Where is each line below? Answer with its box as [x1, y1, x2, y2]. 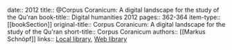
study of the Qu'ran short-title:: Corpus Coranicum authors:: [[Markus [7, 27, 206, 36]
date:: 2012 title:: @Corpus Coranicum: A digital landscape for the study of [7, 6, 220, 14]
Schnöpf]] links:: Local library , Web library [7, 35, 127, 43]
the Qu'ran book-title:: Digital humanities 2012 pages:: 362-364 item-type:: [7, 13, 221, 21]
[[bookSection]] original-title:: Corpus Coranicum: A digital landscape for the [7, 21, 226, 28]
